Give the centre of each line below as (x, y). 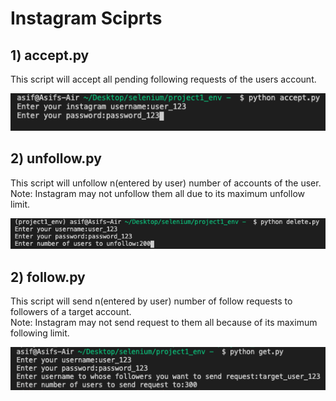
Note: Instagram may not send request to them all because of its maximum (164, 323)
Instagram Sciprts (86, 18)
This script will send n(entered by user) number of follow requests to (151, 301)
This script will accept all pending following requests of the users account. (163, 79)
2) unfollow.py (56, 158)
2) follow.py (48, 277)
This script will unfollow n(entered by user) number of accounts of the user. (166, 183)
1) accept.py (50, 55)
